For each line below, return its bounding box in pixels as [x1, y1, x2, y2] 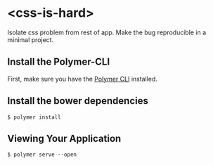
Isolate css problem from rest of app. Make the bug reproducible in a [7, 28, 207, 37]
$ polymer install [7, 114, 61, 121]
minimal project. [7, 35, 54, 44]
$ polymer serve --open [7, 151, 77, 159]
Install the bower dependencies [7, 95, 149, 107]
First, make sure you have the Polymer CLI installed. [7, 74, 158, 83]
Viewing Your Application [7, 132, 122, 145]
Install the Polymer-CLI [7, 56, 110, 68]
